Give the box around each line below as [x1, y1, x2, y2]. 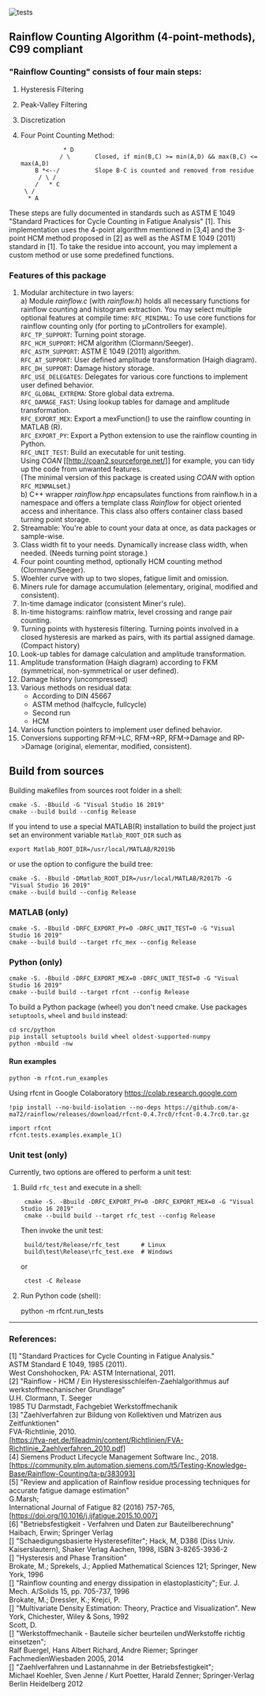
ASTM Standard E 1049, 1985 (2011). [9, 1360, 127, 1369]
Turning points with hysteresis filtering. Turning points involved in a [20, 623, 239, 633]
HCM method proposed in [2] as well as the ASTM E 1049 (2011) [27, 233, 236, 243]
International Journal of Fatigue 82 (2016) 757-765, [9, 1503, 175, 1512]
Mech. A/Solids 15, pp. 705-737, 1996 [9, 1587, 129, 1596]
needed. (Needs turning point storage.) [20, 548, 148, 558]
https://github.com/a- [163, 1104, 239, 1111]
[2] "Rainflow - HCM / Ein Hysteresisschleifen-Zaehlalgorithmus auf [9, 1376, 230, 1386]
